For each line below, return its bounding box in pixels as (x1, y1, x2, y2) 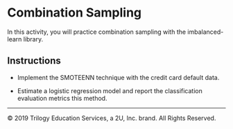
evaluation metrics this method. (17, 94, 107, 102)
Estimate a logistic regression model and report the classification (17, 86, 202, 95)
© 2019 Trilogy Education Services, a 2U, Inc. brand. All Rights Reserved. (7, 114, 216, 122)
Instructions (7, 55, 61, 67)
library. (23, 34, 44, 43)
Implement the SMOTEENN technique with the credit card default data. (17, 73, 220, 81)
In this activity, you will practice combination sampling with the (7, 28, 186, 36)
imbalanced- (187, 28, 224, 36)
